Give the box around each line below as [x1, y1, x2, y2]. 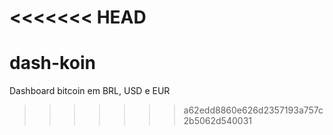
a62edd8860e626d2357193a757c [183, 104, 324, 116]
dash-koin [9, 52, 96, 75]
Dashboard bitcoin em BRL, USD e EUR [9, 85, 171, 97]
